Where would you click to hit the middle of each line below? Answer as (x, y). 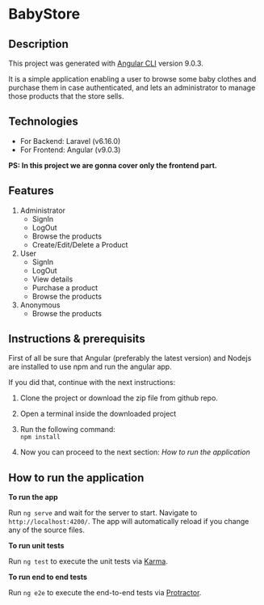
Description (38, 44)
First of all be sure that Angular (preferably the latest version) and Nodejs (130, 358)
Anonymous (40, 305)
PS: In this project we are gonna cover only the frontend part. (113, 165)
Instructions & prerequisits (77, 339)
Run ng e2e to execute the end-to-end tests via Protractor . (105, 593)
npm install (40, 438)
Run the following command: (67, 429)
